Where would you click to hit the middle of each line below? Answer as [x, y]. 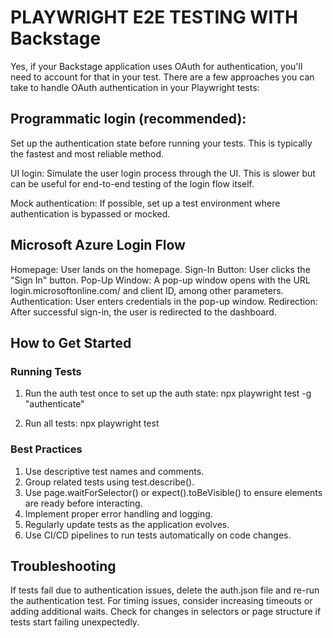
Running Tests [46, 371]
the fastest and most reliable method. [87, 153]
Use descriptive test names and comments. [114, 471]
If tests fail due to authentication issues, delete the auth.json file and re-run [165, 590]
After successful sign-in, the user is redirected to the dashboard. [143, 312]
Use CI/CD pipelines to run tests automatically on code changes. [158, 535]
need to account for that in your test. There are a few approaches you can [162, 77]
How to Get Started [71, 342]
